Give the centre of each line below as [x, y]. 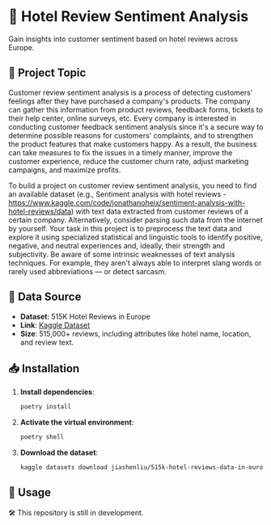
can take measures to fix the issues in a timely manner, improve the [121, 152]
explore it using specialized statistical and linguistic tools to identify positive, [135, 237]
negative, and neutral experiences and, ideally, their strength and [116, 245]
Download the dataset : [59, 453]
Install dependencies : [57, 392]
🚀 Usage [30, 493]
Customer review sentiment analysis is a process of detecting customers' [131, 92]
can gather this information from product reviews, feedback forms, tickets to [135, 109]
